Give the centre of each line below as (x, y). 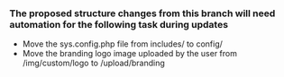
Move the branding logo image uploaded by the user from (129, 54)
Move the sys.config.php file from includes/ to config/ (123, 44)
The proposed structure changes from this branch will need (142, 13)
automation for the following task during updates (119, 24)
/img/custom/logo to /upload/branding (93, 63)
